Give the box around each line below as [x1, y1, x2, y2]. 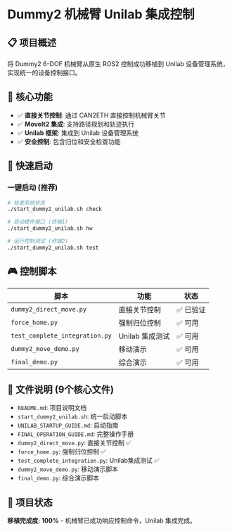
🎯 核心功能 [7, 91, 53, 103]
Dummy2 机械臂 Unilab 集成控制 [7, 6, 195, 23]
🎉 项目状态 [7, 497, 53, 508]
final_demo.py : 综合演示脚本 [17, 474, 100, 482]
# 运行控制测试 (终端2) [7, 238, 69, 245]
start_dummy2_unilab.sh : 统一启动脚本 [17, 412, 128, 421]
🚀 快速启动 [7, 160, 53, 172]
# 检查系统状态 [7, 199, 46, 206]
